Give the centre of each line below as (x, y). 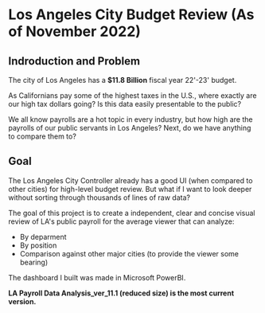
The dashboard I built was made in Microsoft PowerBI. (97, 277)
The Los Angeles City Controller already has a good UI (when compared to (131, 180)
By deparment (43, 237)
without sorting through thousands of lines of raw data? (99, 198)
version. (22, 301)
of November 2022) (75, 31)
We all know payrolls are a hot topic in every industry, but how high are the (131, 119)
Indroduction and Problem (74, 61)
